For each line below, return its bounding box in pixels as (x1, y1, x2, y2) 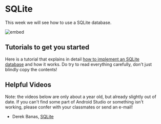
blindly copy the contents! (5, 66, 58, 72)
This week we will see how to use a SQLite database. (5, 20, 112, 25)
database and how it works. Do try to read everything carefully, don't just (5, 61, 152, 67)
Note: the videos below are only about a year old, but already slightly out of (5, 94, 157, 100)
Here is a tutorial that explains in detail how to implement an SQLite (5, 56, 140, 62)
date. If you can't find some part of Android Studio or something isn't (5, 99, 144, 104)
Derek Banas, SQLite (12, 113, 54, 119)
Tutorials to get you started (5, 43, 89, 52)
